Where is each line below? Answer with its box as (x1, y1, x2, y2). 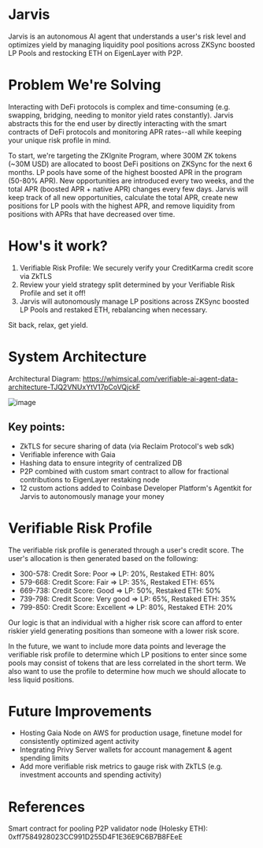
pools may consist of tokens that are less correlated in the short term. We (8, 658, 246, 668)
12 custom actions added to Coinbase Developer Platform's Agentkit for (19, 483, 252, 493)
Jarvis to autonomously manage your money (19, 491, 165, 501)
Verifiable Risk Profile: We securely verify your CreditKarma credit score (19, 262, 254, 273)
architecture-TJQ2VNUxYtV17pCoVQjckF (8, 382, 141, 392)
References (8, 798, 85, 816)
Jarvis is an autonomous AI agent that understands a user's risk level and (8, 32, 246, 41)
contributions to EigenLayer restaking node (19, 474, 160, 484)
